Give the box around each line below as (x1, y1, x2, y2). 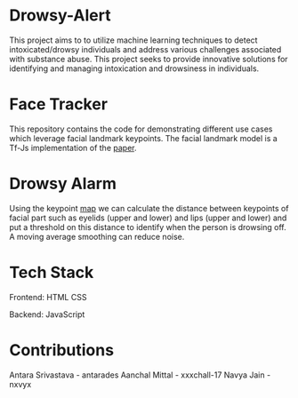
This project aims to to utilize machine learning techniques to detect (9, 35, 258, 45)
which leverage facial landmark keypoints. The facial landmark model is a (9, 132, 278, 143)
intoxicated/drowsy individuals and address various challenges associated (9, 44, 282, 54)
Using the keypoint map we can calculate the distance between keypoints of (9, 203, 289, 213)
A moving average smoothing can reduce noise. (9, 231, 185, 242)
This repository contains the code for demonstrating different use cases (9, 123, 273, 134)
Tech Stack (9, 263, 94, 283)
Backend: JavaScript (9, 308, 85, 320)
